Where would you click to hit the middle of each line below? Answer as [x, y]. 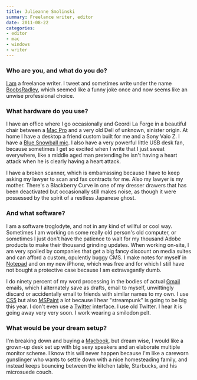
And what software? [36, 213]
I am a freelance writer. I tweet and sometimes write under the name [89, 84]
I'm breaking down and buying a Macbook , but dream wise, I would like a [95, 341]
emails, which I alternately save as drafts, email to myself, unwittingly [90, 288]
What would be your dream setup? [57, 328]
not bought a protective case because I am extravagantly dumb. [84, 270]
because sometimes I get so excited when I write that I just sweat [86, 149]
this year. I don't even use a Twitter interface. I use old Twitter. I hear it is [94, 306]
